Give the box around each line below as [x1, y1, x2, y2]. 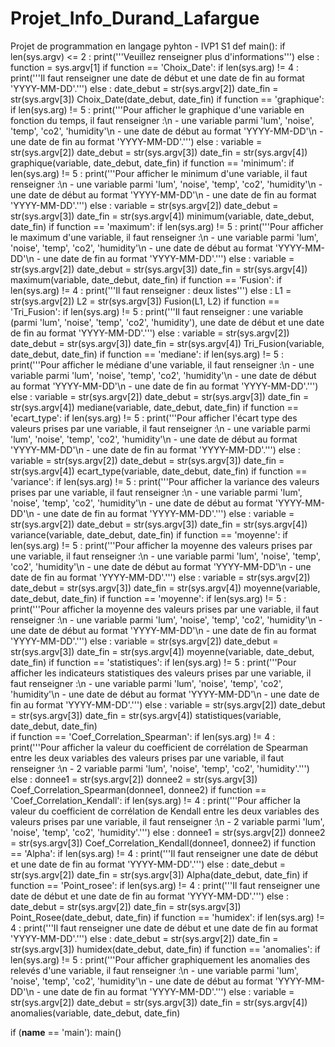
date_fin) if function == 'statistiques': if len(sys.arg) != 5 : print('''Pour [10, 656, 297, 668]
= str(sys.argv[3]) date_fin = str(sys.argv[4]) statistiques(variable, [10, 709, 282, 721]
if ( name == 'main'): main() [10, 1026, 122, 1038]
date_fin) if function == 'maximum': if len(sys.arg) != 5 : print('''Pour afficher [10, 220, 324, 232]
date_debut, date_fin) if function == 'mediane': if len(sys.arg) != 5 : [10, 348, 285, 360]
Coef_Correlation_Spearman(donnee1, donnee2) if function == [10, 783, 267, 796]
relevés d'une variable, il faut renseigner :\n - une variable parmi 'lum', [10, 964, 300, 976]
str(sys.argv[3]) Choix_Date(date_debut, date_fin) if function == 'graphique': [10, 93, 325, 105]
